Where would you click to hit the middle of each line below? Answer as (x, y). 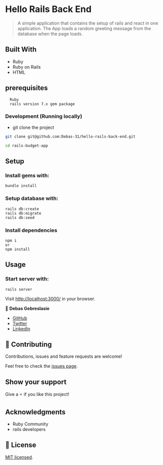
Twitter (20, 323)
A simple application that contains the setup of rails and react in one (88, 23)
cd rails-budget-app (27, 146)
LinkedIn (21, 329)
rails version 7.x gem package (42, 104)
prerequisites (27, 88)
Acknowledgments (36, 412)
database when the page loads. (50, 34)
